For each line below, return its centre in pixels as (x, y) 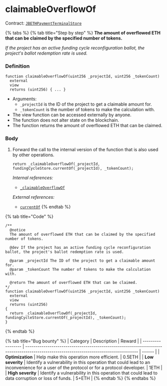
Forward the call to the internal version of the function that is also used (85, 149)
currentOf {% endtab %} (45, 207)
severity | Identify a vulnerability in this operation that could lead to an (78, 362)
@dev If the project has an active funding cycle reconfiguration (80, 247)
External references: (33, 197)
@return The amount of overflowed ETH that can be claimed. (73, 282)
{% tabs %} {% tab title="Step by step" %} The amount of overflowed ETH (83, 33)
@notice (18, 230)
